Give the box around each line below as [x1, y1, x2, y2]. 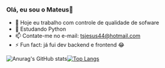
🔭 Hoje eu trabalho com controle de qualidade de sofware [15, 19, 160, 26]
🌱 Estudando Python [15, 25, 66, 32]
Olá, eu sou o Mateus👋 [6, 5, 74, 14]
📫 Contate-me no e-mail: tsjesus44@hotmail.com [15, 32, 141, 40]
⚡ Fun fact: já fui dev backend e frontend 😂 [15, 42, 125, 49]
